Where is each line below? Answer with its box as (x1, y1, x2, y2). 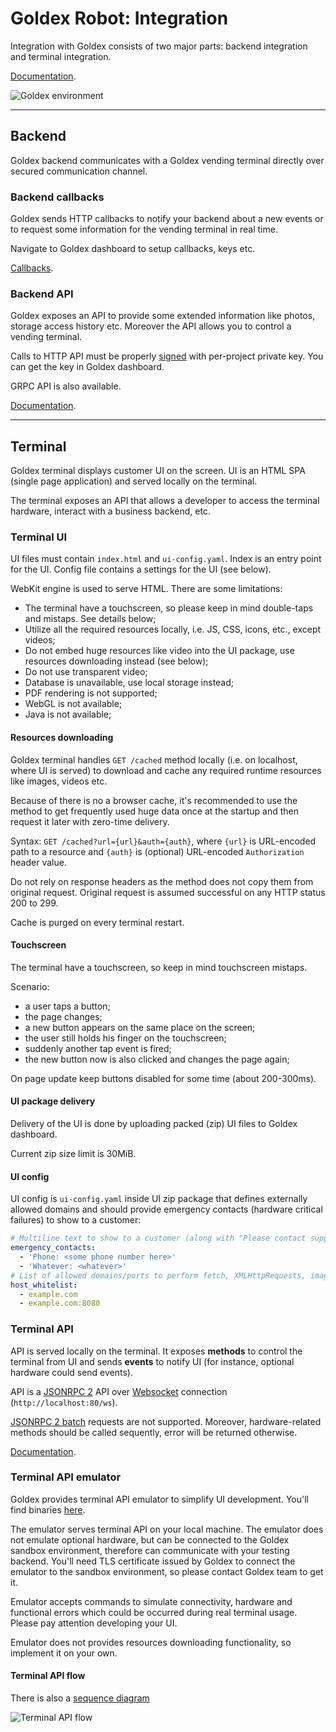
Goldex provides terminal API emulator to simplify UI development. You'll (10, 1493, 309, 1505)
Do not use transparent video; (24, 666, 148, 678)
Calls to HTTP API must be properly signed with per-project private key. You (10, 350, 324, 362)
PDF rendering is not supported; (24, 687, 158, 699)
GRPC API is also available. (10, 380, 122, 392)
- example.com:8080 (19, 1298, 101, 1309)
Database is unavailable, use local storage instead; (24, 677, 235, 689)
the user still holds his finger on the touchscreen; (24, 1032, 227, 1044)
